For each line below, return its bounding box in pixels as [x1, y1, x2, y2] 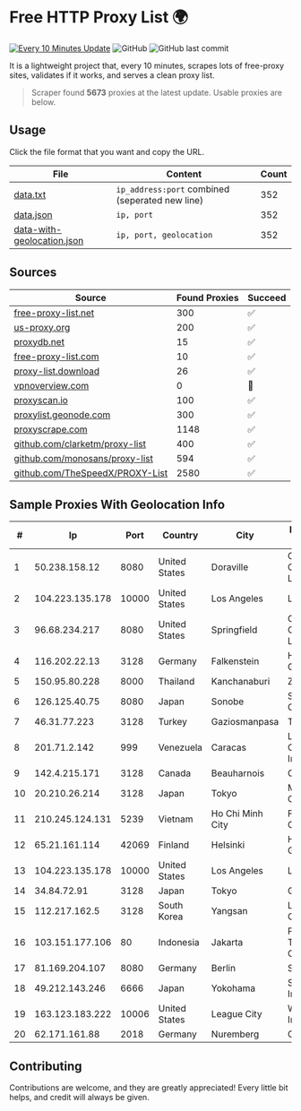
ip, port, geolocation [116, 229, 213, 240]
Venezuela [158, 741, 203, 754]
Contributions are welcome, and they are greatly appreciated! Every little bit [9, 1082, 288, 1093]
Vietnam [158, 813, 193, 825]
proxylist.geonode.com [13, 409, 111, 421]
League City [211, 1008, 262, 1021]
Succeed [247, 291, 287, 304]
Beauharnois [211, 767, 265, 779]
